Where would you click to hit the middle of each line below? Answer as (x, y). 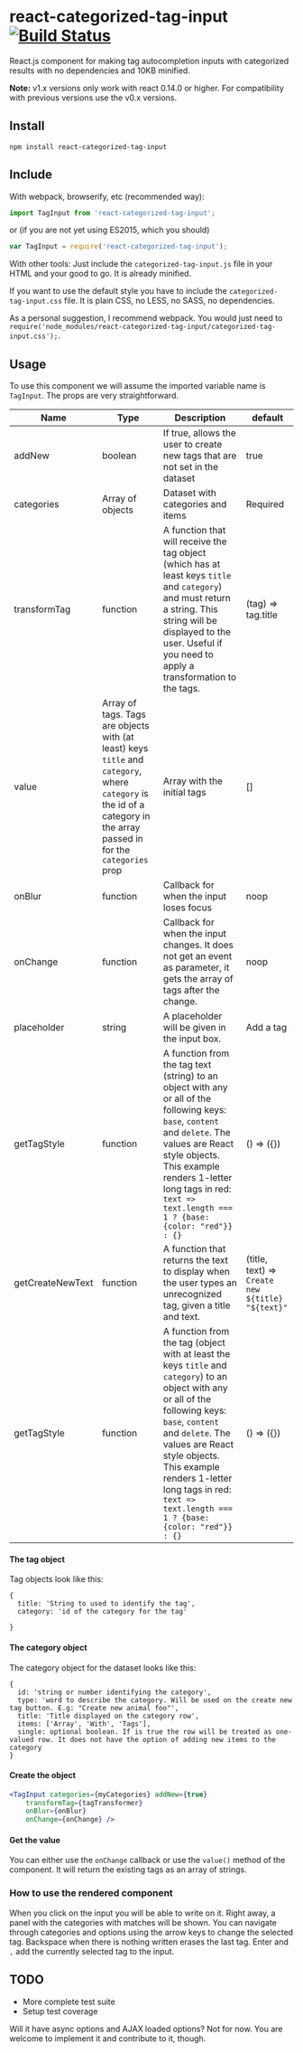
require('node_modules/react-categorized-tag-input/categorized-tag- (143, 327)
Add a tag (266, 1028)
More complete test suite (69, 2001)
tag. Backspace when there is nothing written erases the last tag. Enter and (149, 1942)
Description (200, 418)
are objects (126, 726)
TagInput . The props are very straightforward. (94, 396)
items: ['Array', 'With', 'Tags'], (84, 1724)
